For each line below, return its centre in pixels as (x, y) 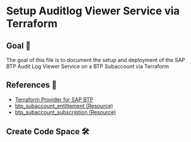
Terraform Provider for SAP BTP (54, 99)
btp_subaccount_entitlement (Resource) (64, 106)
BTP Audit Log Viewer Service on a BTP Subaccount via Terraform (87, 66)
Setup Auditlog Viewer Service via (93, 11)
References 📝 (32, 85)
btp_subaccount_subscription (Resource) (65, 112)
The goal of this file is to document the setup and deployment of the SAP (96, 60)
